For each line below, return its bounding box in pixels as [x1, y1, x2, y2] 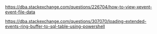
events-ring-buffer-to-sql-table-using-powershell [5, 23, 105, 29]
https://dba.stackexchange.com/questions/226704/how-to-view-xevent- [5, 4, 153, 10]
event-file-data [5, 9, 36, 15]
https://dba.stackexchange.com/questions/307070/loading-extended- [5, 19, 147, 24]
